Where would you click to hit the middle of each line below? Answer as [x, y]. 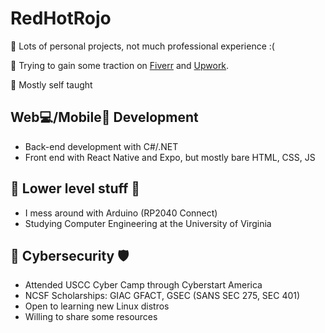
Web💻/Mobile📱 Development [104, 117]
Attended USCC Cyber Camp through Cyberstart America [143, 285]
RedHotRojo [61, 18]
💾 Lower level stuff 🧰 [75, 188]
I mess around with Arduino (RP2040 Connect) [121, 213]
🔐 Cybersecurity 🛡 [70, 255]
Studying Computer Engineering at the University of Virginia [148, 223]
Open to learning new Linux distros [97, 306]
